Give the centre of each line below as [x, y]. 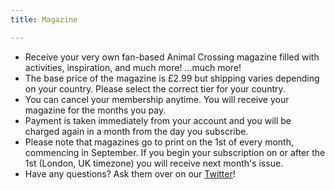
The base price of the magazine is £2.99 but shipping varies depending [172, 78]
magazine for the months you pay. [95, 110]
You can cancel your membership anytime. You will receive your [157, 99]
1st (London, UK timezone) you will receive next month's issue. [154, 163]
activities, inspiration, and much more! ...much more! [133, 67]
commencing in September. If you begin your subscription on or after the [175, 152]
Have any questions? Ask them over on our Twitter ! [130, 173]
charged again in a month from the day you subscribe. [136, 131]
